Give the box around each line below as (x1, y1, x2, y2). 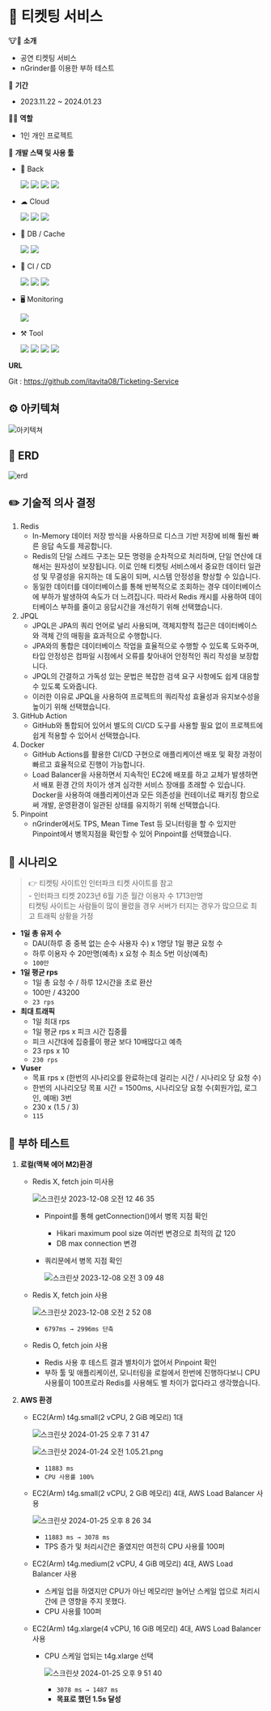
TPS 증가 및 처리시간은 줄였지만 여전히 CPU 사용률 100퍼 (44, 1542, 225, 1551)
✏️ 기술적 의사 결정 (8, 495, 95, 509)
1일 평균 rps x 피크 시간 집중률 (32, 1027, 128, 1036)
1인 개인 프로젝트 (19, 131, 74, 140)
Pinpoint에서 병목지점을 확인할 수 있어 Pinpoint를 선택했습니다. (32, 829, 232, 839)
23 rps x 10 (32, 1046, 70, 1056)
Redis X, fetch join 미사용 (32, 1177, 115, 1186)
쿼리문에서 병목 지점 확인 (44, 1256, 123, 1265)
